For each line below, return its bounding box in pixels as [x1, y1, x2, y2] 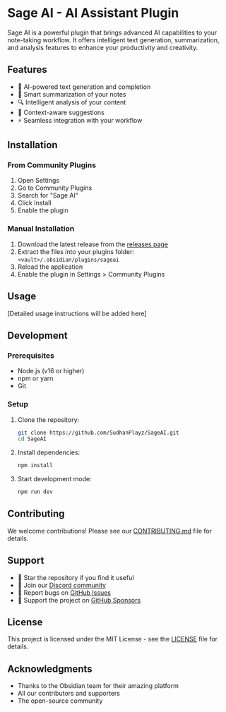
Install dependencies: [17, 448, 81, 457]
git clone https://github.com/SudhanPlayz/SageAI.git [17, 429, 179, 436]
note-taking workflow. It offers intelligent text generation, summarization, [7, 35, 220, 44]
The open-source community [17, 696, 103, 705]
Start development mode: [17, 475, 92, 483]
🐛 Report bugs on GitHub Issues [17, 588, 112, 597]
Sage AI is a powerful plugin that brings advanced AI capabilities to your [7, 28, 218, 37]
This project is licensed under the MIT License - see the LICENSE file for [7, 635, 218, 644]
